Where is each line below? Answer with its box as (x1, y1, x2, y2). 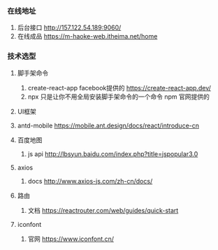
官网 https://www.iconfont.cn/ (27, 235, 114, 243)
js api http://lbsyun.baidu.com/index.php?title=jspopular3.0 (27, 149, 198, 158)
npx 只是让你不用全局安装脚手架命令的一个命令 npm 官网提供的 (27, 92, 210, 101)
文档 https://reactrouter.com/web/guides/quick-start (27, 206, 179, 214)
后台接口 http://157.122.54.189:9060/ (17, 23, 122, 32)
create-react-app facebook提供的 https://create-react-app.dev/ (27, 83, 212, 92)
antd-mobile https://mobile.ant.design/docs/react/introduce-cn (17, 121, 200, 130)
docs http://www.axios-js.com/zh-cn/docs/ (27, 176, 153, 185)
